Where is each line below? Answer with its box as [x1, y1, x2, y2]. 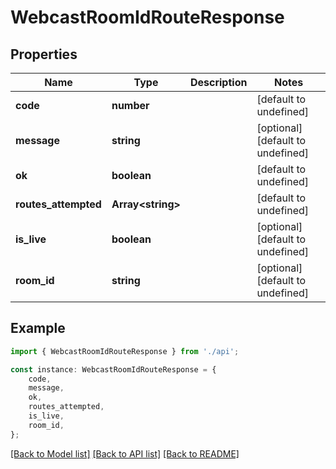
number [111, 99, 150, 112]
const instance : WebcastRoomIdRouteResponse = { [10, 364, 217, 375]
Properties [10, 46, 78, 63]
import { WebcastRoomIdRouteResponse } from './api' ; [10, 346, 240, 356]
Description [189, 76, 248, 89]
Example [10, 320, 66, 337]
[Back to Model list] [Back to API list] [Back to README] [10, 447, 240, 460]
